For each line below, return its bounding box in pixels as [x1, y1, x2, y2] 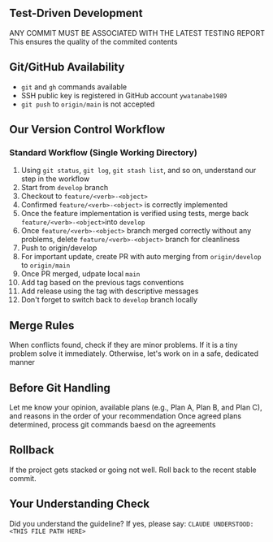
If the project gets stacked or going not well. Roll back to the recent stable [9, 465, 257, 475]
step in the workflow [20, 174, 90, 184]
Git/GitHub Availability [9, 60, 125, 74]
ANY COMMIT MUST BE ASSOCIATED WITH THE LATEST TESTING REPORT [9, 28, 266, 37]
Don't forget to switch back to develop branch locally [20, 295, 198, 305]
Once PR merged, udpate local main [20, 269, 141, 279]
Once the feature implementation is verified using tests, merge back [20, 209, 249, 219]
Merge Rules [9, 319, 75, 332]
